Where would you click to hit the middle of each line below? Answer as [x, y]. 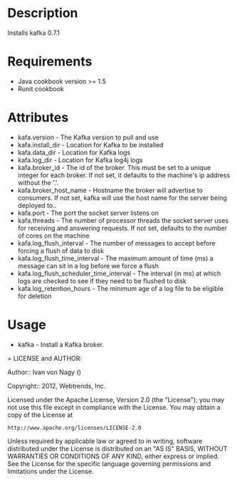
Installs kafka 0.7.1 [34, 33]
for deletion [35, 296]
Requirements [50, 62]
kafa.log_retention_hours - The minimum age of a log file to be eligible [121, 288]
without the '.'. [38, 182]
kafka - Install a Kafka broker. [61, 344]
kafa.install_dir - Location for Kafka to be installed [90, 144]
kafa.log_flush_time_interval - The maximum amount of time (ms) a [115, 258]
